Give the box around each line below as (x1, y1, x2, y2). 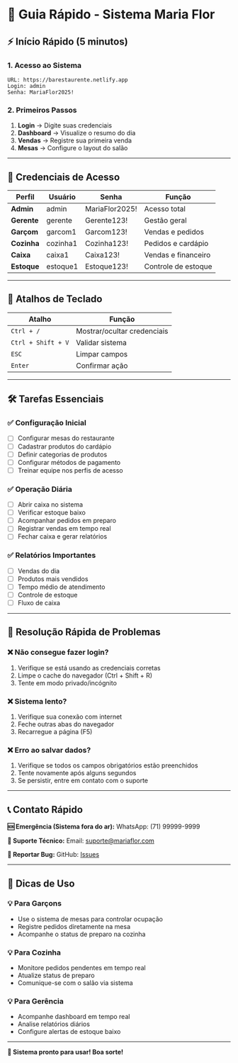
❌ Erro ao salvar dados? (7, 745, 91, 755)
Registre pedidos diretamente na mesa (17, 922, 131, 930)
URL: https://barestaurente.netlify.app (7, 76, 129, 84)
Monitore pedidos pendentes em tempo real (17, 964, 147, 972)
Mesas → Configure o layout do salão (17, 144, 128, 152)
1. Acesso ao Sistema (7, 60, 82, 70)
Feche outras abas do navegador (17, 720, 115, 729)
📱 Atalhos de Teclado (7, 293, 103, 305)
